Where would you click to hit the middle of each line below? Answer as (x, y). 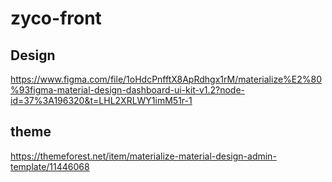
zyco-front (56, 18)
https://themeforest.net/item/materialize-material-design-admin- (143, 156)
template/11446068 (50, 166)
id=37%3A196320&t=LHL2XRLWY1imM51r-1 (101, 100)
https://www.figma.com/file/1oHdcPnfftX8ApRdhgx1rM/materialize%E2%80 (166, 79)
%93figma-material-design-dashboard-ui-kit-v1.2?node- (128, 90)
